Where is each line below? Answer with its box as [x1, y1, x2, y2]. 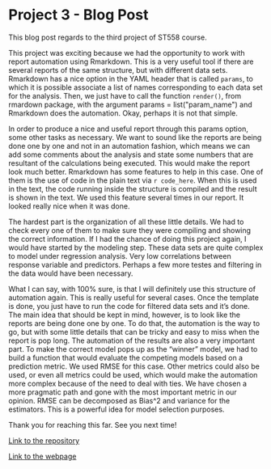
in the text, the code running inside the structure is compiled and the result [8, 184, 257, 193]
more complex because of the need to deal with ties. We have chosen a [8, 378, 247, 388]
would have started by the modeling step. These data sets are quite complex [8, 243, 264, 252]
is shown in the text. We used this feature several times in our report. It [8, 192, 244, 202]
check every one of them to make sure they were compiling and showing [8, 225, 252, 235]
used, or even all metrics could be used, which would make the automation [8, 370, 258, 379]
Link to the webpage [8, 451, 77, 461]
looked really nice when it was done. [8, 201, 130, 211]
